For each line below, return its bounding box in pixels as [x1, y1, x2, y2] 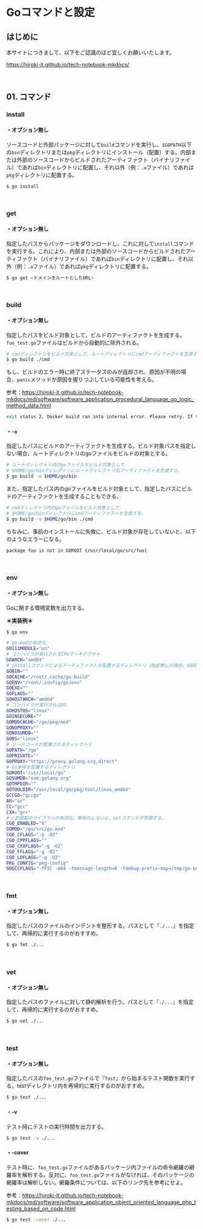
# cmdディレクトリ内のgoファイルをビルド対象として [6, 504, 120, 510]
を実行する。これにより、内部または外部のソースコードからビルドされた [6, 247, 186, 255]
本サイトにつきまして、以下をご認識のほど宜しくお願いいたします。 [6, 49, 175, 56]
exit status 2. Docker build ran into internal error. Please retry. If [6, 414, 193, 420]
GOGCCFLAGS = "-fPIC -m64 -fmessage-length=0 [6, 865, 118, 872]
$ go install [6, 183, 39, 189]
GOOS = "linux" [6, 736, 39, 742]
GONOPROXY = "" [6, 725, 39, 731]
